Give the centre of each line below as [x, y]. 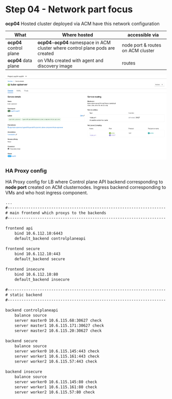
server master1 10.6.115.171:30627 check [59, 326]
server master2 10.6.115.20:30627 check [58, 331]
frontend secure [23, 249]
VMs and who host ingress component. [47, 193]
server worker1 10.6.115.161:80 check [56, 387]
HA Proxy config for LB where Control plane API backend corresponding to [84, 182]
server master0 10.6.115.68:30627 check [58, 321]
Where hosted [78, 35]
